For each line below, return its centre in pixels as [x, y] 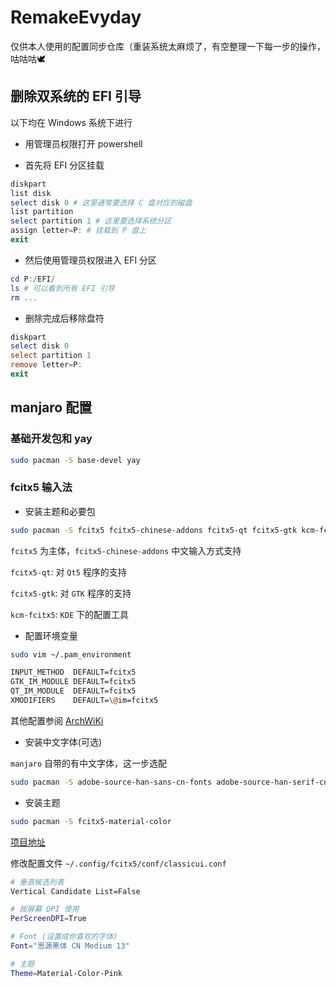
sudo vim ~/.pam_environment [71, 654]
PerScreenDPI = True [48, 919]
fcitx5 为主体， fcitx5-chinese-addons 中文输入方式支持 [126, 550]
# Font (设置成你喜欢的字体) [64, 937]
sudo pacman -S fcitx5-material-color [91, 821]
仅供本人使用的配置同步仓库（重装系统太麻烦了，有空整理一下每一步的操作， [168, 46]
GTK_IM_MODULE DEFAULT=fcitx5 [73, 682]
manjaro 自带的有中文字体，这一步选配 [89, 763]
